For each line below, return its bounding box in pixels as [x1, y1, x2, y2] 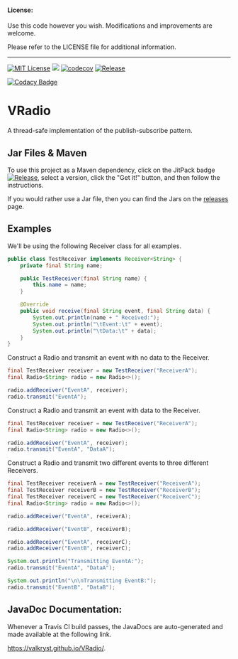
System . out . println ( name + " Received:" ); [33, 314, 160, 321]
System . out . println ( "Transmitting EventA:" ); [7, 558, 144, 565]
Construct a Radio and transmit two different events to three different [7, 459, 209, 467]
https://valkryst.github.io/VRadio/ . [7, 643, 106, 652]
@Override [20, 301, 50, 309]
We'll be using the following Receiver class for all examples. [7, 242, 182, 250]
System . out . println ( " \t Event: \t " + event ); [33, 321, 163, 328]
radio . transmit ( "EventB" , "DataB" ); [7, 584, 115, 591]
